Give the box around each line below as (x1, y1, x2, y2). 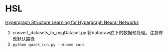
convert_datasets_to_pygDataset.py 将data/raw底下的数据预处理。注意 (12, 29, 159, 35)
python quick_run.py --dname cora (12, 42, 85, 47)
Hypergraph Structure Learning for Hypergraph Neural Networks (5, 19, 139, 25)
